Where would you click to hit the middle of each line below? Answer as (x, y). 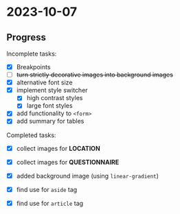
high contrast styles (55, 98)
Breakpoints (33, 67)
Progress (26, 37)
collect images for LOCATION (58, 148)
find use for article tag (50, 203)
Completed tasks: (31, 135)
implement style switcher (52, 91)
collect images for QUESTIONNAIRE (68, 162)
